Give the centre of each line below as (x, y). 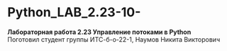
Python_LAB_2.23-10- (74, 12)
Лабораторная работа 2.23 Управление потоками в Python (99, 32)
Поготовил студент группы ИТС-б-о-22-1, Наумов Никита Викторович (114, 39)
